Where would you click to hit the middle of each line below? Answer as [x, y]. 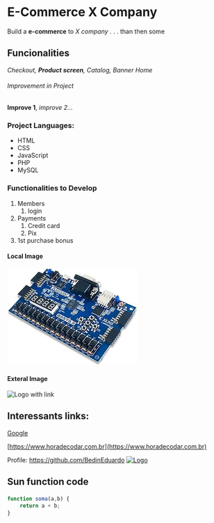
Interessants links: [48, 416]
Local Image [25, 256]
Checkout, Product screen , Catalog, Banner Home [80, 70]
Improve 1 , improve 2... [40, 107]
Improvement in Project [41, 86]
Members [31, 203]
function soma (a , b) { [39, 499]
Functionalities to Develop [52, 188]
